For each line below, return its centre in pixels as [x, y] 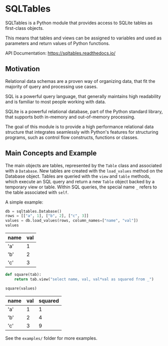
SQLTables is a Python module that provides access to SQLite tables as [79, 23]
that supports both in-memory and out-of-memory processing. [70, 117]
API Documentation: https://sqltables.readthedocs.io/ [60, 53]
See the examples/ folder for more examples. [51, 338]
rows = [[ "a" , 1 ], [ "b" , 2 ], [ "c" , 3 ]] [47, 216]
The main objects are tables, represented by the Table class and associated [83, 165]
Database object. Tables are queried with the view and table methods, [78, 176]
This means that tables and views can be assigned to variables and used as [83, 38]
